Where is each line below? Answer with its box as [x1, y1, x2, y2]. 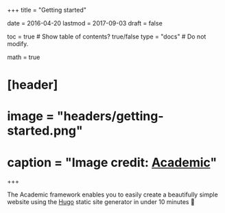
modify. [7, 40, 29, 47]
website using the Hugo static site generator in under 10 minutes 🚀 [7, 198, 196, 206]
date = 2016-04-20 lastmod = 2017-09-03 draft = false [7, 19, 163, 27]
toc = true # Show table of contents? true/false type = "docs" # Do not [7, 32, 206, 41]
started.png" [7, 123, 84, 139]
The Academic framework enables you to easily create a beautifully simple [7, 190, 218, 199]
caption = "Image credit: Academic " [7, 155, 217, 170]
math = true [7, 53, 40, 61]
